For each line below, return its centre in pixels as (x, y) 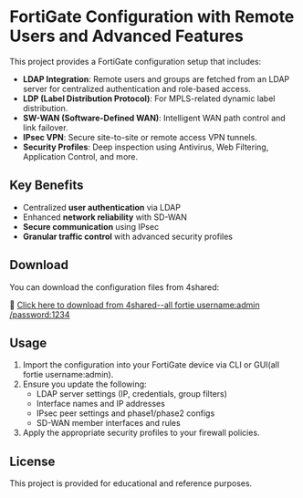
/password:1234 (40, 314)
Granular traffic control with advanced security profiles (128, 236)
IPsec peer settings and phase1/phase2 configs (125, 413)
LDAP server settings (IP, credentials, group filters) (132, 394)
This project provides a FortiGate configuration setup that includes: (136, 61)
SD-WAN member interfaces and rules (108, 423)
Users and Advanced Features (126, 36)
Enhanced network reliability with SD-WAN (104, 217)
